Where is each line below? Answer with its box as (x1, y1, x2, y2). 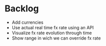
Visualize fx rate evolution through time (11, 30, 92, 36)
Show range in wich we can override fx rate (11, 35, 101, 41)
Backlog (4, 3, 39, 14)
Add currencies (11, 19, 44, 25)
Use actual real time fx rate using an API (11, 24, 94, 30)
